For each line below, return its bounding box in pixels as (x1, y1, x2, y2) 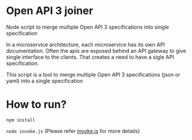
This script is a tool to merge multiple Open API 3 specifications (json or (6, 71, 181, 78)
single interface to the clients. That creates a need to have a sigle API (6, 53, 174, 60)
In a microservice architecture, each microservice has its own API (6, 41, 165, 48)
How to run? (6, 98, 67, 111)
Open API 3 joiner (6, 4, 94, 18)
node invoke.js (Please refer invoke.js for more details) (6, 127, 140, 134)
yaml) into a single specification (6, 77, 84, 84)
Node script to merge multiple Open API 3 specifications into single (6, 23, 170, 30)
